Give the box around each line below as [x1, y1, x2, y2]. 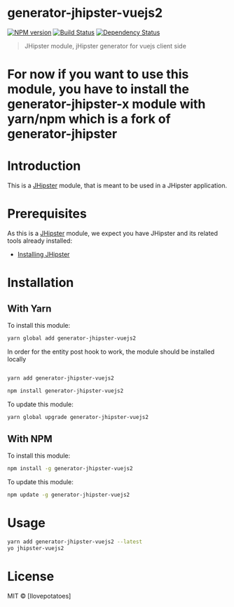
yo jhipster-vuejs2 [7, 545, 64, 552]
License [7, 568, 55, 584]
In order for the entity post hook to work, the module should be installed [7, 347, 215, 356]
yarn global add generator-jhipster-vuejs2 [7, 335, 137, 342]
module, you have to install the [7, 81, 189, 98]
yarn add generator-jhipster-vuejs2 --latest [7, 538, 142, 545]
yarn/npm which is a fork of [7, 111, 171, 127]
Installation [7, 275, 74, 291]
